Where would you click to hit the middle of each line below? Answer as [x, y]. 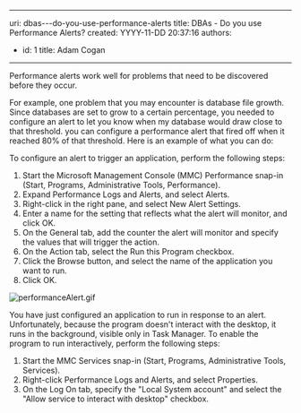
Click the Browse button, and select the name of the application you [147, 261]
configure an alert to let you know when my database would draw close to [146, 121]
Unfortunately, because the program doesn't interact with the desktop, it [143, 324]
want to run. [44, 271]
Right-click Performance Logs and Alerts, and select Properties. [140, 380]
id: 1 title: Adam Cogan [64, 50]
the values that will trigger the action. [90, 242]
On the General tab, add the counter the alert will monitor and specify [150, 232]
